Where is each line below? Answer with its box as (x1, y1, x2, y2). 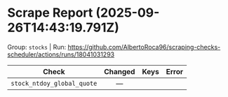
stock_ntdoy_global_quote (11, 79, 98, 87)
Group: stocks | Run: (7, 43, 67, 51)
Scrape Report (7, 5, 93, 21)
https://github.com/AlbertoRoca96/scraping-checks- (67, 43, 221, 51)
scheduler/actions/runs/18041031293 (7, 50, 114, 59)
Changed (104, 66, 135, 76)
